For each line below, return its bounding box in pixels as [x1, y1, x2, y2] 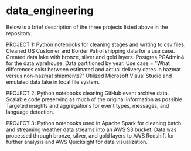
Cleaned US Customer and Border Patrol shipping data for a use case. [6, 47, 175, 54]
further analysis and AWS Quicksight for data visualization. [6, 138, 148, 145]
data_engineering [6, 4, 94, 18]
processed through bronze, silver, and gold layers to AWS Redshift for [6, 132, 175, 139]
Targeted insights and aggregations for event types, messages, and [6, 102, 169, 109]
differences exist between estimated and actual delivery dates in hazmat [6, 66, 181, 73]
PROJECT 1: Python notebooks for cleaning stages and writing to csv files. [6, 41, 186, 48]
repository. [6, 29, 32, 36]
